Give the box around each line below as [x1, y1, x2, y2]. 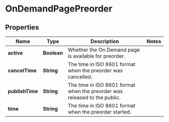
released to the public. [67, 94, 121, 101]
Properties [5, 23, 39, 32]
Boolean [42, 50, 63, 56]
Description [90, 38, 119, 45]
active [8, 50, 23, 56]
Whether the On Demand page [67, 46, 140, 53]
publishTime [8, 88, 38, 94]
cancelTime [8, 67, 37, 74]
